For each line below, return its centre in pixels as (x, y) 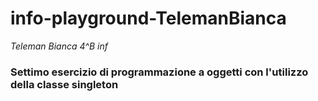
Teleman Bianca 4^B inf (59, 46)
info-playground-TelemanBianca (148, 18)
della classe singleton (64, 84)
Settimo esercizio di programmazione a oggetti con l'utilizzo (159, 72)
